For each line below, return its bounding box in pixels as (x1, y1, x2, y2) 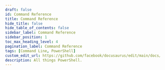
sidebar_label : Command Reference (5, 30, 76, 35)
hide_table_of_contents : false (5, 26, 69, 31)
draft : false (5, 7, 32, 12)
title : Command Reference (5, 16, 58, 21)
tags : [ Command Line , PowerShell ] (5, 48, 76, 53)
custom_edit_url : (5, 53, 41, 58)
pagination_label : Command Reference (5, 44, 82, 49)
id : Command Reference (5, 12, 52, 17)
